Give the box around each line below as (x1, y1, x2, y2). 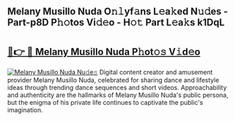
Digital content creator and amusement (99, 68, 213, 76)
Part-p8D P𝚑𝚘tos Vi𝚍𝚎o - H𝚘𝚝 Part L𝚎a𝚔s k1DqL (7, 17, 224, 29)
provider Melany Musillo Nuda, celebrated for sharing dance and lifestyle (7, 76, 219, 84)
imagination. (7, 106, 44, 114)
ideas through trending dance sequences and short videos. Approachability (7, 84, 227, 91)
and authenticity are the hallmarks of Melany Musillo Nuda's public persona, (7, 91, 229, 99)
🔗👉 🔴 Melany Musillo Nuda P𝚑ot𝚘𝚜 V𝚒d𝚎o (7, 46, 201, 58)
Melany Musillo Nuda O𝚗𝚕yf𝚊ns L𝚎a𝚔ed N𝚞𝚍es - (7, 6, 228, 18)
